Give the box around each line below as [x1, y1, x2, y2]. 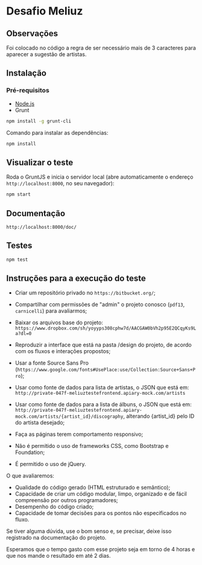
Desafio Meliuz [6, 4, 83, 18]
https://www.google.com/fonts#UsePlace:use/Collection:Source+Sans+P [17, 367, 196, 373]
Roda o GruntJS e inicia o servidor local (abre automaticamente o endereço [6, 173, 194, 180]
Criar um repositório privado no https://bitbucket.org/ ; [14, 289, 156, 296]
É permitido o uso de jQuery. [14, 461, 86, 468]
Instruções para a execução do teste [6, 273, 146, 284]
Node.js [14, 100, 35, 107]
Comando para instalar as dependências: [6, 129, 109, 136]
